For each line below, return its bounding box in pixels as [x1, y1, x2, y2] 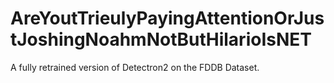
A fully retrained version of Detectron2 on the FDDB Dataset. [10, 61, 260, 73]
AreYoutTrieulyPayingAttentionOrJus [10, 7, 325, 30]
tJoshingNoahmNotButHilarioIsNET [10, 28, 312, 51]
